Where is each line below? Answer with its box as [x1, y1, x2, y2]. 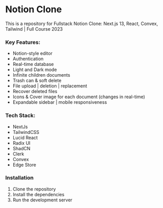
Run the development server [12, 197, 73, 203]
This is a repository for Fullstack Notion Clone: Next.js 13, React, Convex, [5, 20, 158, 27]
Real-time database [12, 61, 54, 67]
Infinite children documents [12, 72, 70, 78]
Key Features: [5, 38, 41, 45]
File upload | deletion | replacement [12, 83, 88, 89]
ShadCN [12, 145, 31, 151]
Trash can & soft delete [12, 78, 62, 84]
